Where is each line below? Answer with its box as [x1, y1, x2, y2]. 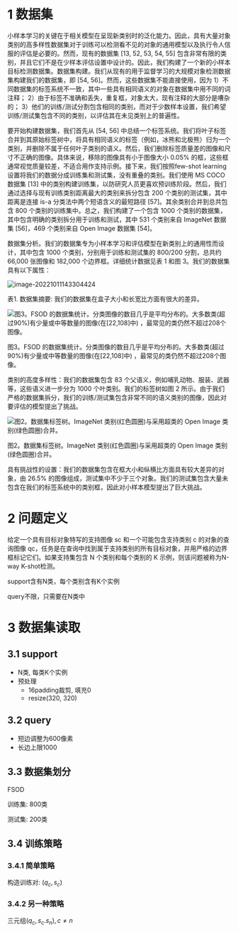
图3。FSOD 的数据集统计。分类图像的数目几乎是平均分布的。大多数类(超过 [7, 342, 225, 351]
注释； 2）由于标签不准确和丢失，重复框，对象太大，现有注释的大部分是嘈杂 [7, 93, 230, 102]
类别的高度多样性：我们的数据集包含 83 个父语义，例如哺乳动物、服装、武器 [7, 375, 230, 384]
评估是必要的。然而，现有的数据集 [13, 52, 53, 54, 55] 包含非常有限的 [19, 49, 221, 58]
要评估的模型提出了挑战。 [7, 402, 82, 411]
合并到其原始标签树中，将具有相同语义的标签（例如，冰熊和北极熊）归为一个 [7, 135, 231, 143]
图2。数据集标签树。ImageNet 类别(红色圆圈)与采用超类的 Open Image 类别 [7, 441, 228, 450]
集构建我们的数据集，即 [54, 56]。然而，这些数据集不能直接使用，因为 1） [7, 75, 223, 84]
